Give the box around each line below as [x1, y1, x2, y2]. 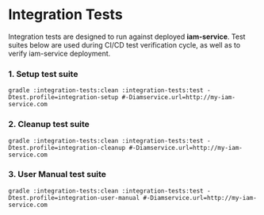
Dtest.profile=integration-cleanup [8, 144, 126, 152]
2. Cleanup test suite [8, 119, 90, 130]
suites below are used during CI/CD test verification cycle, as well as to [8, 40, 241, 49]
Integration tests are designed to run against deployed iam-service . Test [8, 32, 246, 41]
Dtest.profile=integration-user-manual [8, 194, 140, 202]
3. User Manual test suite [8, 169, 107, 180]
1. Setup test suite [8, 68, 78, 79]
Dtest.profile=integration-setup [8, 94, 119, 102]
